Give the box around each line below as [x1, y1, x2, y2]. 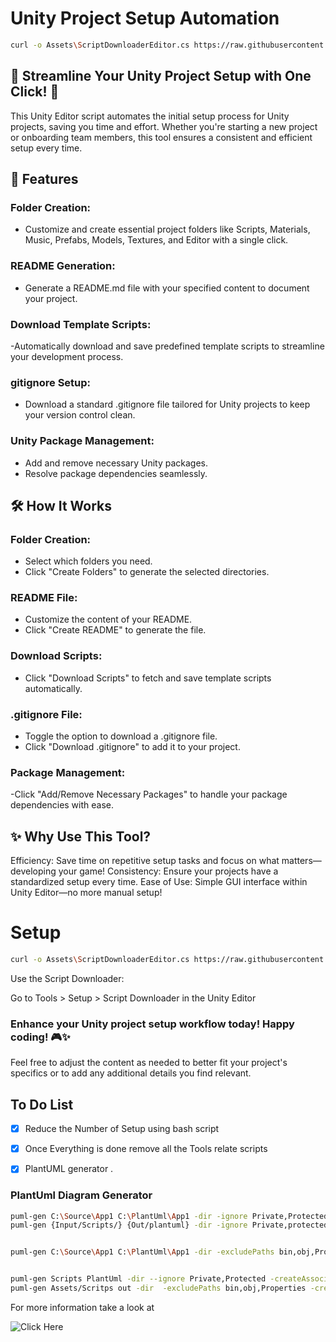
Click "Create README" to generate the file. [24, 624, 207, 636]
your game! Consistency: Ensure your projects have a [58, 865, 279, 877]
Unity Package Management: [10, 434, 155, 448]
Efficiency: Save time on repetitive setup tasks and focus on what [10, 855, 280, 867]
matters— [281, 855, 322, 867]
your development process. [10, 350, 124, 362]
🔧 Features [10, 171, 79, 188]
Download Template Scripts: [10, 317, 152, 331]
